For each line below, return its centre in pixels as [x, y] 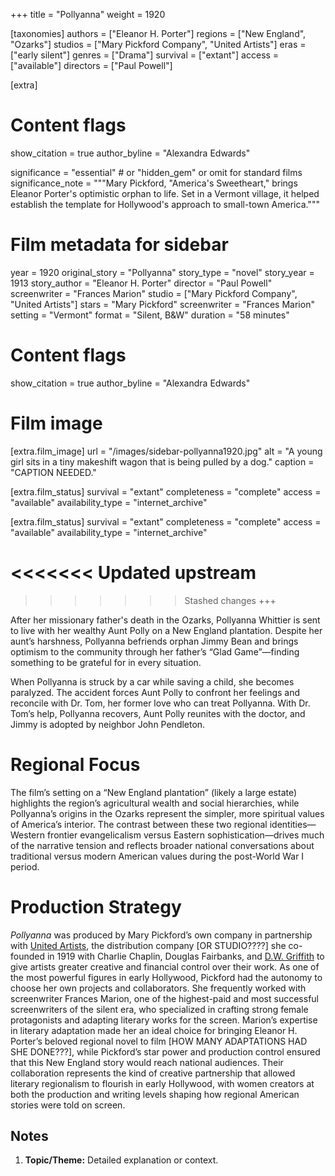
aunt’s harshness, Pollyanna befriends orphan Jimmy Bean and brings [154, 641]
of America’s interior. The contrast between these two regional [139, 824]
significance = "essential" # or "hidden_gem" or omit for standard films [156, 172]
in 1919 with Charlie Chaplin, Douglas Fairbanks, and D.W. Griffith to [185, 956]
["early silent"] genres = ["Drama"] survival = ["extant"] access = [145, 55]
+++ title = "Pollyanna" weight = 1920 [88, 14]
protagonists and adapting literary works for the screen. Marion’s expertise [164, 1020]
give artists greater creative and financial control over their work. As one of [165, 966]
